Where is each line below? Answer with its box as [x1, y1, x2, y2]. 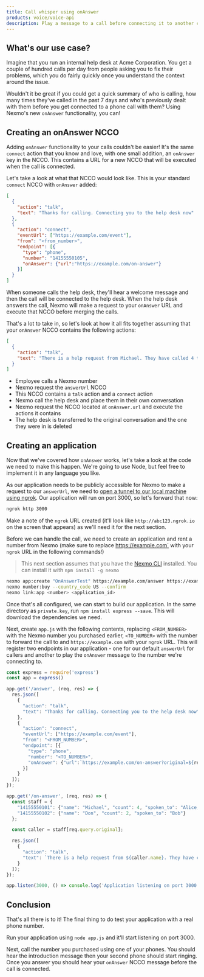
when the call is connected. [6, 163, 75, 170]
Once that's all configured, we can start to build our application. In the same [6, 600, 196, 608]
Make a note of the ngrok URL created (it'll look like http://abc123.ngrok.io [6, 517, 195, 524]
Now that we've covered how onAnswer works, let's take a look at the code [6, 457, 191, 464]
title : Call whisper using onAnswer [6, 9, 99, 15]
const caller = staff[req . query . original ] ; [12, 827, 123, 833]
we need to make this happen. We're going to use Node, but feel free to [6, 463, 185, 471]
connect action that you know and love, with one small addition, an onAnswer [6, 150, 195, 157]
